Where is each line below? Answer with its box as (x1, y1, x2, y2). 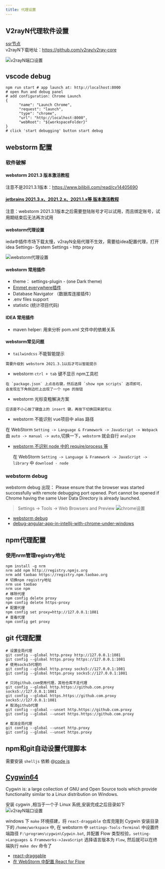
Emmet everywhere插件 (12, 285, 61, 290)
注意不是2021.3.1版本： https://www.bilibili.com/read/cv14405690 (5, 184, 138, 190)
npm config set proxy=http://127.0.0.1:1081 (5, 610, 99, 615)
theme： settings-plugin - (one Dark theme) (12, 279, 102, 285)
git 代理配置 (5, 634, 41, 642)
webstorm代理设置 (5, 227, 44, 233)
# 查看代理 (5, 615, 25, 620)
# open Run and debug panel (5, 89, 64, 94)
